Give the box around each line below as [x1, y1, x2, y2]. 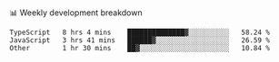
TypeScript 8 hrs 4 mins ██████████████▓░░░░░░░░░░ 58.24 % [9, 28, 271, 37]
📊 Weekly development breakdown [9, 7, 143, 18]
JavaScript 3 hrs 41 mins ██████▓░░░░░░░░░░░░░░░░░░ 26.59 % [9, 36, 271, 45]
